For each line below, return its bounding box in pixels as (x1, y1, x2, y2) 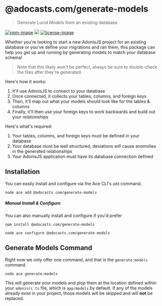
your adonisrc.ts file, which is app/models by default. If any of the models (5, 285, 153, 291)
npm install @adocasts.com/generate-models (5, 222, 95, 227)
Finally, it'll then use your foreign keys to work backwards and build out (12, 109, 156, 115)
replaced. (5, 295, 24, 301)
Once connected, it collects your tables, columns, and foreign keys (12, 93, 147, 99)
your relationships (12, 114, 49, 120)
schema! (5, 55, 22, 60)
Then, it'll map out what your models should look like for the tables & (12, 98, 150, 104)
